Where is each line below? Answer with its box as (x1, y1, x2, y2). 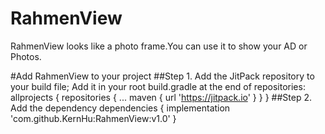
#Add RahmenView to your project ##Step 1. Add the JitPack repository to (10, 70, 315, 82)
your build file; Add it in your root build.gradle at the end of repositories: (10, 80, 306, 92)
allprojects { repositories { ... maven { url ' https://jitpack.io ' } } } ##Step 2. (10, 91, 312, 103)
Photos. (10, 50, 42, 62)
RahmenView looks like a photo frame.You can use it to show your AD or (10, 40, 308, 52)
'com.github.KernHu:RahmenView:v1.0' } (10, 112, 177, 124)
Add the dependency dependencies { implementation (10, 102, 231, 114)
